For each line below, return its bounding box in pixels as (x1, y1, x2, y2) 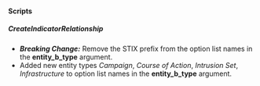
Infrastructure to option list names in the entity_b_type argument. (19, 69, 233, 78)
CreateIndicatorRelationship (8, 24, 104, 34)
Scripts (8, 6, 33, 16)
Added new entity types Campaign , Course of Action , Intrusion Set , (19, 60, 238, 70)
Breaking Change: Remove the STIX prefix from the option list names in (19, 44, 253, 53)
